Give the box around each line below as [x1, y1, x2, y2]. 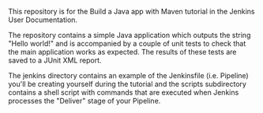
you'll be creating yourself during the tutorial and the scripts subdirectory [8, 79, 247, 89]
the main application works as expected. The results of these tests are [8, 47, 237, 56]
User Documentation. [8, 15, 77, 24]
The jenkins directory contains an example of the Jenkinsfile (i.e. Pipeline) [8, 71, 249, 80]
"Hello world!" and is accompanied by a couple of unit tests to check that [8, 39, 246, 48]
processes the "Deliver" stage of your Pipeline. [8, 96, 161, 105]
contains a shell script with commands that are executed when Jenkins [8, 88, 239, 97]
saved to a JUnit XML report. [8, 55, 102, 65]
